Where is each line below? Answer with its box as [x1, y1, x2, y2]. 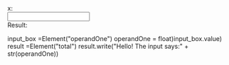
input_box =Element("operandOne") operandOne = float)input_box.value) [7, 35, 223, 42]
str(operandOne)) [7, 49, 59, 58]
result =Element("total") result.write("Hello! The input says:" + [7, 42, 189, 50]
